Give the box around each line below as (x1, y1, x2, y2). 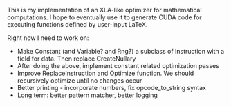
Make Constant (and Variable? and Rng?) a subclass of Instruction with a (17, 47, 225, 55)
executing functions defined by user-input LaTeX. (7, 21, 148, 28)
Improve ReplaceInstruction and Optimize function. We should (17, 69, 194, 77)
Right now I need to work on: (7, 34, 89, 42)
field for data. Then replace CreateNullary (17, 54, 136, 63)
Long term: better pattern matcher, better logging (17, 91, 158, 99)
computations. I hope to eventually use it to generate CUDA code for (7, 13, 202, 21)
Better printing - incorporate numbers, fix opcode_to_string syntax (17, 84, 206, 92)
